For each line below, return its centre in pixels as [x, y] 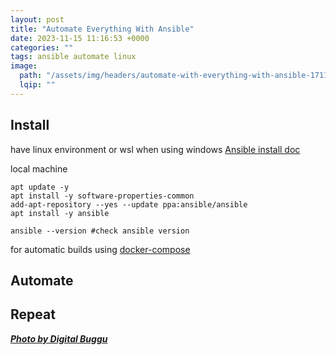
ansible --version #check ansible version [100, 231]
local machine [39, 168]
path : [31, 76]
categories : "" [42, 47]
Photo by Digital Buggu [59, 338]
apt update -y [40, 187]
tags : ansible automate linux [73, 57]
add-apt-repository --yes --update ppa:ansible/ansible [129, 204]
